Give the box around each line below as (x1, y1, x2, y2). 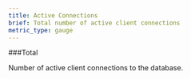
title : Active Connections (8, 11, 98, 20)
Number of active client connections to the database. (8, 63, 184, 73)
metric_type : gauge (8, 26, 74, 34)
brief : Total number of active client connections (8, 19, 181, 27)
